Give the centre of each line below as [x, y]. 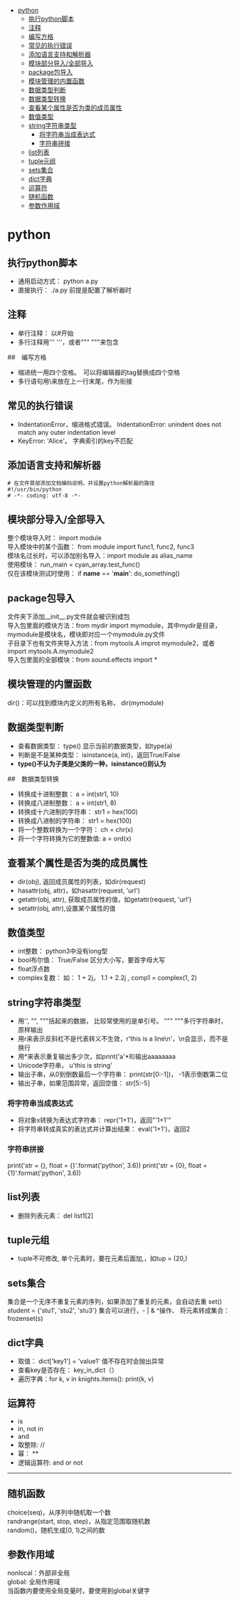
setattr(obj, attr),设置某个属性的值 [67, 908]
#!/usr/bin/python [34, 490]
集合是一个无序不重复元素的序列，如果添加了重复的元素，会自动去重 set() [115, 1302]
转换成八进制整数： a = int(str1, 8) [67, 803]
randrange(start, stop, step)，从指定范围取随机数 [79, 1521]
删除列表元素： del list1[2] [55, 1216]
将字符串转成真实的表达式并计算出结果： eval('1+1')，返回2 [104, 1129]
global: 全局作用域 [34, 1582]
